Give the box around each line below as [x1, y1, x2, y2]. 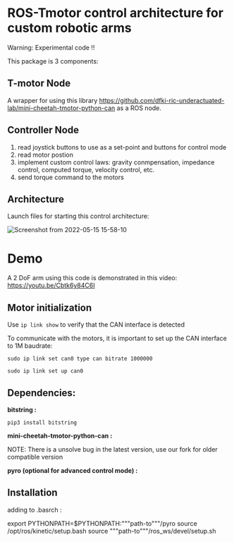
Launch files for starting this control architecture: [7, 212, 149, 220]
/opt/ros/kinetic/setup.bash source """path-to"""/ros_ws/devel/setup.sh [7, 526, 216, 535]
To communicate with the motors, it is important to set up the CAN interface [7, 334, 227, 343]
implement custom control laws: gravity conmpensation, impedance [17, 157, 215, 167]
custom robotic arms [7, 20, 132, 36]
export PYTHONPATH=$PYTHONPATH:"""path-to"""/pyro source [7, 519, 197, 527]
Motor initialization [7, 301, 92, 313]
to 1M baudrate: [7, 342, 53, 350]
